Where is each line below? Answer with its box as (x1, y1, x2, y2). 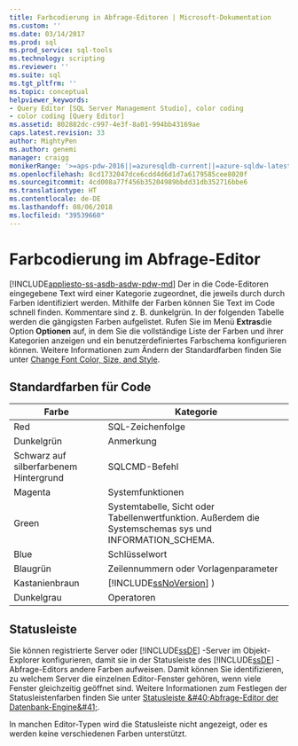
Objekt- (242, 645, 271, 656)
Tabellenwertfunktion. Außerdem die (107, 512, 260, 524)
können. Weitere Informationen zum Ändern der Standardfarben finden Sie (9, 344, 282, 355)
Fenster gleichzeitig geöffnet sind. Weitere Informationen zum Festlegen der (9, 683, 287, 694)
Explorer (9, 655, 40, 665)
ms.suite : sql (9, 71, 62, 80)
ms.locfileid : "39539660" (9, 210, 105, 220)
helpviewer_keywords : (9, 95, 90, 105)
